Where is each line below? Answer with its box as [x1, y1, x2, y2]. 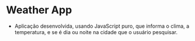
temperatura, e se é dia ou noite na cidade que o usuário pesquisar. [14, 28, 177, 35]
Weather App [6, 3, 72, 17]
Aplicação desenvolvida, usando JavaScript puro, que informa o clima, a [14, 23, 190, 29]
